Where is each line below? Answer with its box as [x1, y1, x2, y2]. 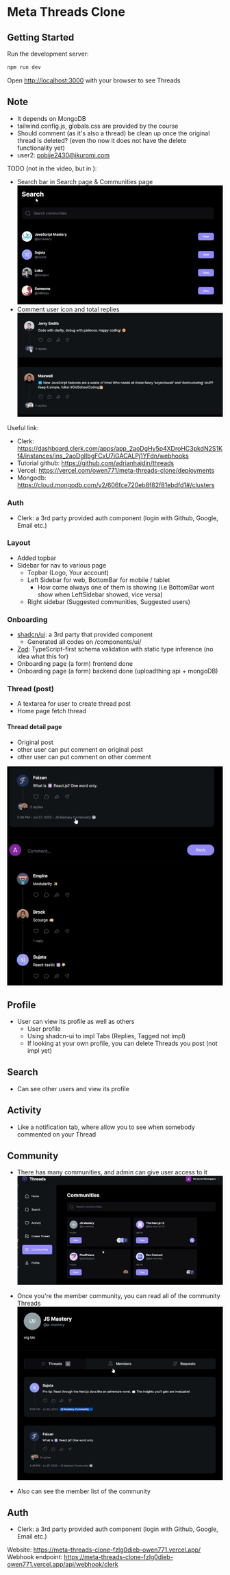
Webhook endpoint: [7, 1553, 63, 1561]
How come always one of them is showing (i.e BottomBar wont [37, 583, 214, 591]
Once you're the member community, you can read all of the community [16, 1292, 220, 1300]
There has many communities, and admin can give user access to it [16, 1168, 207, 1176]
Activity [7, 1104, 42, 1117]
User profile [27, 1025, 61, 1033]
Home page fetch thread [16, 707, 87, 715]
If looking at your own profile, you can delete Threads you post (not [27, 1039, 218, 1048]
